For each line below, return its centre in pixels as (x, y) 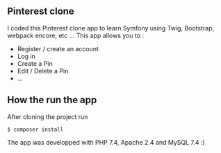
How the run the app (52, 100)
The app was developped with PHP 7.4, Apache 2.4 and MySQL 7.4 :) (106, 142)
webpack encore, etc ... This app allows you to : (76, 35)
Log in (26, 56)
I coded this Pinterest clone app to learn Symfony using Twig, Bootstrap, (111, 28)
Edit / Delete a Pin (43, 71)
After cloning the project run (48, 116)
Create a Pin (35, 63)
